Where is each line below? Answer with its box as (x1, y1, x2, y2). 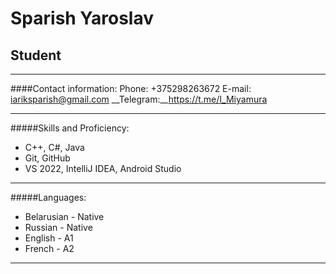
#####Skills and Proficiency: (10, 122, 130, 134)
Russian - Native (24, 222, 93, 233)
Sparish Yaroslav (10, 7, 154, 30)
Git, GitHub (24, 152, 71, 164)
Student (10, 47, 62, 64)
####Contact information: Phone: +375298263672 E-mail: (10, 83, 252, 94)
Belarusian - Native (24, 211, 105, 222)
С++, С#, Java (24, 142, 85, 153)
